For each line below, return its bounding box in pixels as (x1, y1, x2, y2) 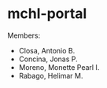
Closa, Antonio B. (18, 46, 76, 55)
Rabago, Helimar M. (18, 71, 83, 80)
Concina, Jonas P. (18, 54, 78, 64)
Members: (7, 31, 41, 40)
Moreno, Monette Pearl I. (18, 62, 100, 71)
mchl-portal (7, 5, 87, 23)
